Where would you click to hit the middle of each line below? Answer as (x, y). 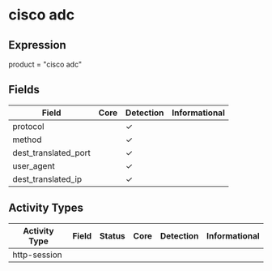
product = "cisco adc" (45, 64)
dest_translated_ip (47, 179)
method (27, 140)
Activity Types (46, 208)
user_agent (34, 166)
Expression (37, 45)
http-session (37, 255)
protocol (28, 126)
